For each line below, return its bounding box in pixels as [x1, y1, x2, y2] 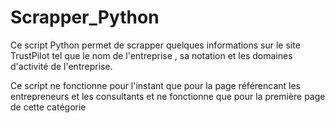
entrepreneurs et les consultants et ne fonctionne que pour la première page [10, 90, 326, 102]
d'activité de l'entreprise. [10, 60, 113, 72]
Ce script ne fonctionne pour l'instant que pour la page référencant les [10, 79, 301, 91]
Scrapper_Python [10, 6, 160, 29]
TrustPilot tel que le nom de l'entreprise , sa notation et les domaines [10, 49, 293, 61]
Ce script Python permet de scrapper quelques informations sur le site [10, 39, 301, 51]
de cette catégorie [10, 101, 87, 113]
